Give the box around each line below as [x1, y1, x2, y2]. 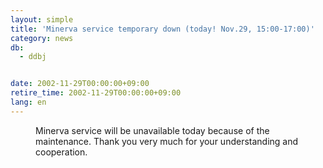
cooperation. [35, 146, 88, 158]
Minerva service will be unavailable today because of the [35, 124, 270, 136]
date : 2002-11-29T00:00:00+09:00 [10, 79, 150, 89]
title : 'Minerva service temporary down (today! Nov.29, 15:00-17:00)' [10, 24, 315, 34]
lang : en [10, 97, 47, 107]
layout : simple [10, 14, 74, 25]
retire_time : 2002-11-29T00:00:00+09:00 [10, 88, 182, 98]
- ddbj [19, 52, 47, 62]
